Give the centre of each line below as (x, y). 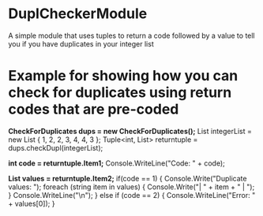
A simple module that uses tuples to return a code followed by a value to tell (131, 35)
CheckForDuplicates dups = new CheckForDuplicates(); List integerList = (130, 131)
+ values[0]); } (32, 203)
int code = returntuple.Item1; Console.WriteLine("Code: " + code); (116, 163)
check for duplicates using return (120, 93)
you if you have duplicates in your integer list (81, 43)
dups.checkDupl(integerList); (56, 147)
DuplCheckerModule (78, 14)
